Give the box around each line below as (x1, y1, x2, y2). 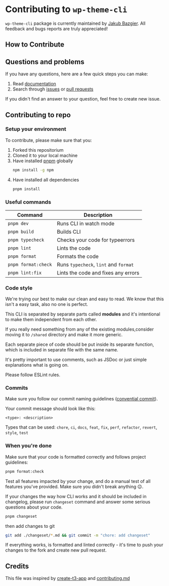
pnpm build (8, 229, 34, 235)
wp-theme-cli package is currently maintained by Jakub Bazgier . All (5, 20, 146, 26)
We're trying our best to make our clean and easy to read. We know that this (5, 296, 164, 302)
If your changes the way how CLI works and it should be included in (5, 493, 147, 499)
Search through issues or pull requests (12, 86, 94, 92)
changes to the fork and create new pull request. (5, 547, 107, 553)
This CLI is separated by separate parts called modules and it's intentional (5, 311, 160, 317)
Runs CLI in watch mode (57, 220, 115, 227)
